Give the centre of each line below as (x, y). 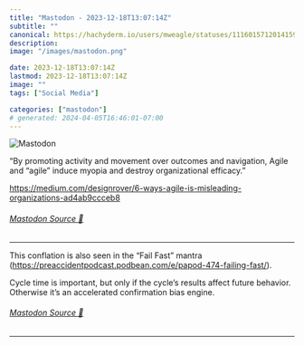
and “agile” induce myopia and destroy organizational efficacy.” (128, 171)
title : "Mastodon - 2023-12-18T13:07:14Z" (90, 18)
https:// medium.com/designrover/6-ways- (88, 188)
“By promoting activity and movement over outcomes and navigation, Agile (149, 161)
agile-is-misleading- (204, 188)
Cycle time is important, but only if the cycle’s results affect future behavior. (150, 283)
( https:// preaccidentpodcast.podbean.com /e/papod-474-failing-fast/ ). (141, 264)
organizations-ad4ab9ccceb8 (65, 198)
